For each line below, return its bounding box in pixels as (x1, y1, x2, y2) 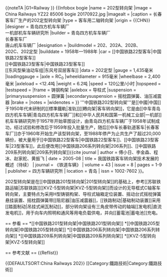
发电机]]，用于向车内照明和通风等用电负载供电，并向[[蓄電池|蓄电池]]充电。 (5, 210, 161, 216)
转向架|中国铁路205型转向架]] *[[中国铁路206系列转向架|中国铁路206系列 (5, 227, 156, 233)
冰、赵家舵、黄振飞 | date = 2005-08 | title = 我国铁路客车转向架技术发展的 (5, 155, 159, 161)
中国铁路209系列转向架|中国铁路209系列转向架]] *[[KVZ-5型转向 (23, 233, 156, 239)
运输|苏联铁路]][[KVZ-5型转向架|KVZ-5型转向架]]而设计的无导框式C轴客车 (9, 185, 161, 191)
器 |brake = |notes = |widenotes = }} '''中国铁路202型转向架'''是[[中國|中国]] (5, 99, 161, 105)
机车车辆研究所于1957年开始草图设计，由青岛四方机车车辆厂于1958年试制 (5, 118, 156, 124)
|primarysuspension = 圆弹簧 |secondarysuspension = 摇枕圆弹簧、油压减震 (5, 93, 162, 99)
